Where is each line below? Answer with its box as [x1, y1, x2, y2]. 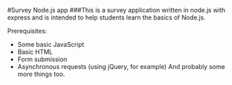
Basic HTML [17, 48, 53, 56]
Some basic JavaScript [17, 40, 85, 48]
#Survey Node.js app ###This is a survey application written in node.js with [7, 6, 226, 14]
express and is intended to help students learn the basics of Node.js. [7, 13, 206, 22]
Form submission [17, 55, 68, 63]
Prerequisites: [7, 27, 48, 35]
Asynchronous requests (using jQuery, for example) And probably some [17, 63, 226, 70]
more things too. [17, 70, 65, 78]
